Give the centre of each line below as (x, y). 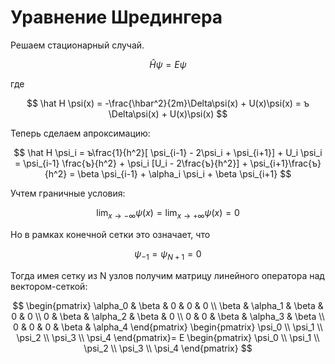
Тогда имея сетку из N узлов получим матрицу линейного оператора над (167, 275)
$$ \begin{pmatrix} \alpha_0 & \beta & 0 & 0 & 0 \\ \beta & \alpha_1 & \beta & (168, 305)
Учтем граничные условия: (68, 193)
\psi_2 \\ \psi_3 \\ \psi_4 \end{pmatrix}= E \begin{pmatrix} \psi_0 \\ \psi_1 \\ (168, 337)
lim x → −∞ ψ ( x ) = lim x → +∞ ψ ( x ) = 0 (168, 213)
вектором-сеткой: (49, 286)
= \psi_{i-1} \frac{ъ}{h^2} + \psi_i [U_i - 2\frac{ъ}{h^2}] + (131, 163)
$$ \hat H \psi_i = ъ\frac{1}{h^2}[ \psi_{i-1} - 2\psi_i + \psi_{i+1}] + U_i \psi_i (168, 152)
